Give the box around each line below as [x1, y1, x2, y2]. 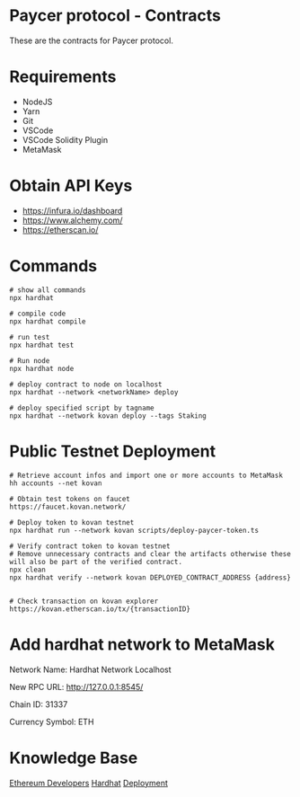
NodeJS [22, 96, 53, 107]
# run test [9, 332, 50, 341]
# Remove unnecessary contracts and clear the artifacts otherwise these [9, 549, 292, 558]
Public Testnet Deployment [9, 441, 216, 461]
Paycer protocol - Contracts [9, 5, 222, 26]
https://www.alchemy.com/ [22, 215, 123, 226]
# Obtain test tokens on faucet [9, 494, 130, 503]
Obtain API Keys [9, 176, 133, 196]
